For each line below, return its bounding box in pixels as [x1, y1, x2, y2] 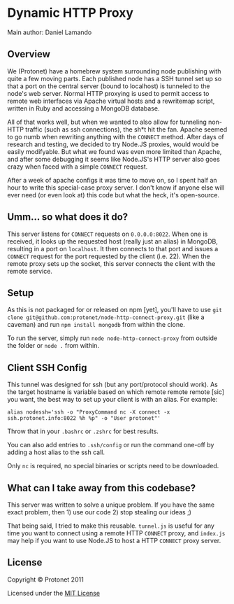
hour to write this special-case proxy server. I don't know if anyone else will [7, 183, 225, 192]
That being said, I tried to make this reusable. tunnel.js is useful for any [7, 521, 215, 530]
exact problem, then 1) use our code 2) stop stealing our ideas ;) [7, 508, 192, 516]
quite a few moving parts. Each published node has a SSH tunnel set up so [7, 74, 222, 83]
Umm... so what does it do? [7, 211, 129, 223]
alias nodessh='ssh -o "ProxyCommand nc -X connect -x [7, 409, 170, 416]
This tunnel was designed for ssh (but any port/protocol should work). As [7, 380, 218, 389]
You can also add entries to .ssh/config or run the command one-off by [7, 441, 214, 449]
